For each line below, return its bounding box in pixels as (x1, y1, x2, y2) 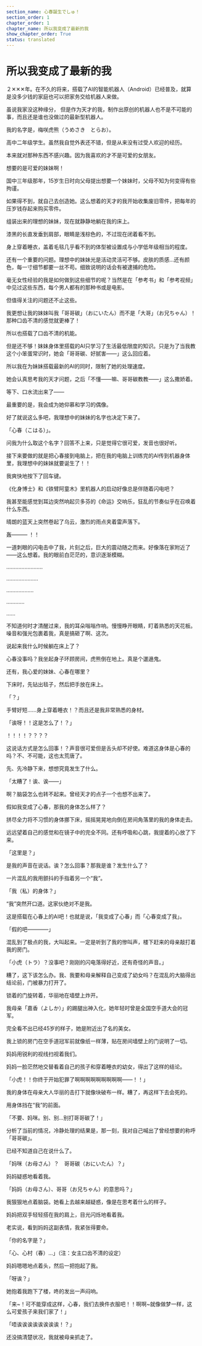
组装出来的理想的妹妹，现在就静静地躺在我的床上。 (6, 218, 133, 225)
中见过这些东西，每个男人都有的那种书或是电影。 (6, 284, 127, 291)
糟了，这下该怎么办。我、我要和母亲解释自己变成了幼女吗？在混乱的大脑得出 (6, 971, 196, 978)
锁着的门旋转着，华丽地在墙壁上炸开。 (6, 991, 101, 999)
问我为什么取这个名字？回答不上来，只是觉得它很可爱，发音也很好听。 (6, 439, 180, 446)
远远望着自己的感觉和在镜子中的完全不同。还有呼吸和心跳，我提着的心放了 (6, 829, 191, 836)
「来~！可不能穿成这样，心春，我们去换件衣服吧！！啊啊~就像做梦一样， (6, 1300, 188, 1308)
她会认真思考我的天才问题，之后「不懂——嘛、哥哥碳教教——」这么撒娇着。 (6, 375, 196, 382)
